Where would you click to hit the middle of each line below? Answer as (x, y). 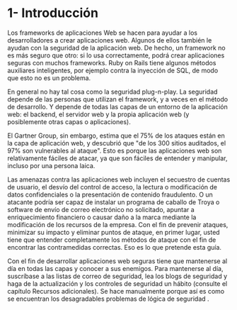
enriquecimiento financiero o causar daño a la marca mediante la (102, 217)
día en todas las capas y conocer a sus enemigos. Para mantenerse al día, (115, 268)
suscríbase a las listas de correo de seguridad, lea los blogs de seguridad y (117, 276)
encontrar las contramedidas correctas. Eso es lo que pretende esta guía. (114, 247)
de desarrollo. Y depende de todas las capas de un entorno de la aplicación (117, 106)
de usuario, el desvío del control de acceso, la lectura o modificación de (112, 187)
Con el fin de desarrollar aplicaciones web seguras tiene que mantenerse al (117, 261)
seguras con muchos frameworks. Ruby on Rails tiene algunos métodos (112, 62)
